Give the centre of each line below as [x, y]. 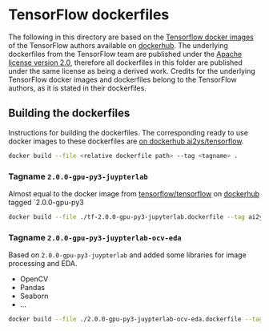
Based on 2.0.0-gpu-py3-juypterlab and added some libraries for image [127, 255]
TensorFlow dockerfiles [89, 15]
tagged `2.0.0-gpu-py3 [46, 202]
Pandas [32, 288]
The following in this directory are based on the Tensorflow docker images [131, 37]
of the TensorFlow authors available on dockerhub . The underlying [118, 45]
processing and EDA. [43, 264]
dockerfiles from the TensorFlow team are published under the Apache [125, 54]
